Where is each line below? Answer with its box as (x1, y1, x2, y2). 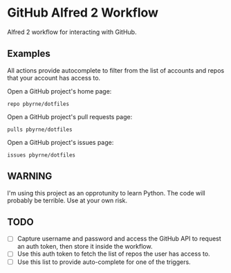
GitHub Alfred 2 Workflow (7, 5, 159, 21)
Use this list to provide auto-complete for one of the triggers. (17, 258, 192, 266)
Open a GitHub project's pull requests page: (7, 112, 133, 121)
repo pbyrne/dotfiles (7, 100, 70, 107)
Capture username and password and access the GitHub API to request (17, 234, 221, 243)
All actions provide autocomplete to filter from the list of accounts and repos (7, 66, 225, 74)
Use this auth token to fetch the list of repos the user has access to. (17, 249, 210, 258)
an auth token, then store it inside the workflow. (17, 243, 153, 251)
